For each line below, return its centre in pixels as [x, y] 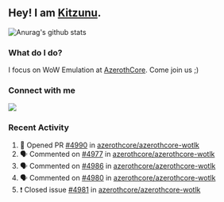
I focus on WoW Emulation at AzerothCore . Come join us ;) [104, 70]
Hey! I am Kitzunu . [55, 13]
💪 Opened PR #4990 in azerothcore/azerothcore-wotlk [110, 145]
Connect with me [42, 90]
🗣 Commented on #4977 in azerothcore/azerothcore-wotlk [117, 154]
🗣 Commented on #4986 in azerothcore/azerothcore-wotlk [118, 166]
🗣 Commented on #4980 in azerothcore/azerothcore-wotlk [118, 177]
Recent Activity [39, 128]
